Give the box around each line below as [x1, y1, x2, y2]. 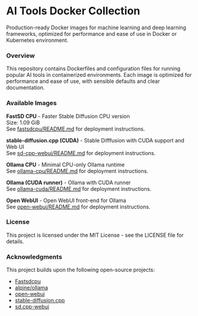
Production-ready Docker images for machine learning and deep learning [6, 24, 187, 31]
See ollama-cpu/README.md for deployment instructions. [6, 167, 148, 174]
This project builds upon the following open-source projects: [6, 267, 155, 274]
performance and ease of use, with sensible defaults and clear [6, 78, 160, 85]
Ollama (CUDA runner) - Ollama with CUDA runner [6, 179, 131, 186]
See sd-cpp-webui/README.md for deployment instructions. [6, 149, 156, 156]
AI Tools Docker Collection [6, 4, 140, 18]
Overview [6, 51, 35, 60]
